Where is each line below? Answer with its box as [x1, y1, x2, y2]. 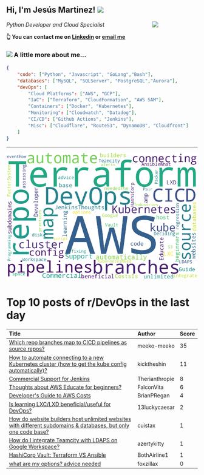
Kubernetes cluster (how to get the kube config [8, 360, 127, 368]
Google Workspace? [8, 443, 60, 451]
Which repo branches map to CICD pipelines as [8, 339, 127, 346]
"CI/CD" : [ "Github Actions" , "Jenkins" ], [28, 116, 135, 123]
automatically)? [8, 366, 47, 374]
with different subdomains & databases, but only [8, 422, 129, 429]
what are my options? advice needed [8, 460, 101, 467]
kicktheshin [137, 360, 166, 368]
